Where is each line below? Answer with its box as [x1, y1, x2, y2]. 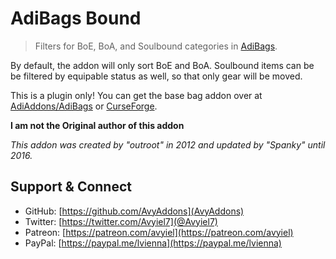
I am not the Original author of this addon [10, 119, 185, 131]
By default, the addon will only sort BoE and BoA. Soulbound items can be [10, 59, 315, 71]
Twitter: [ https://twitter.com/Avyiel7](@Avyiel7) [24, 215, 218, 227]
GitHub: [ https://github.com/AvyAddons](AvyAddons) [24, 205, 245, 217]
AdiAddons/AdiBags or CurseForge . [10, 100, 158, 112]
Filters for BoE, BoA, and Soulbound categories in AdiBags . [34, 40, 278, 52]
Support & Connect [10, 178, 133, 196]
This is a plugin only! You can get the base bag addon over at [10, 89, 263, 101]
